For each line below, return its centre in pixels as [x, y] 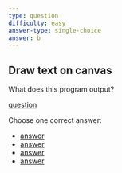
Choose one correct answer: [55, 120]
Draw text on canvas [60, 70]
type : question [33, 16]
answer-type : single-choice [55, 30]
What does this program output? [61, 89]
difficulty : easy [37, 23]
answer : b [25, 38]
